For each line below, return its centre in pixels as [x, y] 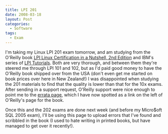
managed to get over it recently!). [40, 125]
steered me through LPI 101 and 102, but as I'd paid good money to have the [83, 68]
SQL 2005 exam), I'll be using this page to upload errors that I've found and [83, 115]
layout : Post [19, 19]
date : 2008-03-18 [23, 15]
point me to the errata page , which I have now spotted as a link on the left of [84, 95]
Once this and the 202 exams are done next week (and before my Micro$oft [83, 110]
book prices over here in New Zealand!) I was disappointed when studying [82, 79]
